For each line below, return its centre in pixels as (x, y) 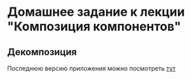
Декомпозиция (42, 52)
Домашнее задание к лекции (96, 12)
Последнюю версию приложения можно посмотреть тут (91, 68)
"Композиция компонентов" (94, 26)
